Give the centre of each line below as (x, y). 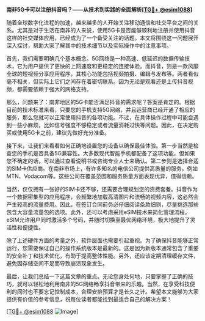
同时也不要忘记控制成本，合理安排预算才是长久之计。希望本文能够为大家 (108, 292)
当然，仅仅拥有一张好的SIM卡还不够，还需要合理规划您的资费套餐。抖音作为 (102, 189)
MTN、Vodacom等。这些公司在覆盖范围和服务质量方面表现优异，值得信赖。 (102, 176)
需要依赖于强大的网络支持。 (57, 89)
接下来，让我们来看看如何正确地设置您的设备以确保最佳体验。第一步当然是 (100, 146)
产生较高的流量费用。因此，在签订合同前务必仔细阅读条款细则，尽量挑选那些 (103, 205)
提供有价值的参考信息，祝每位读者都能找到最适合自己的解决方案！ (89, 299)
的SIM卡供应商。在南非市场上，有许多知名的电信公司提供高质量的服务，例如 (102, 168)
